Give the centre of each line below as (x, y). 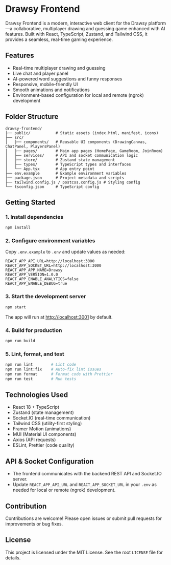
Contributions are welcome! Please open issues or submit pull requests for (84, 518)
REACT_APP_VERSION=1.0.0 (32, 275)
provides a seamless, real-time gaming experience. (59, 39)
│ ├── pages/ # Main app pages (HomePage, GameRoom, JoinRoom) (84, 151)
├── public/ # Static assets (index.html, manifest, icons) (82, 133)
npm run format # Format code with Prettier (59, 374)
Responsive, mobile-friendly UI (45, 84)
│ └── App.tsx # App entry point (50, 169)
